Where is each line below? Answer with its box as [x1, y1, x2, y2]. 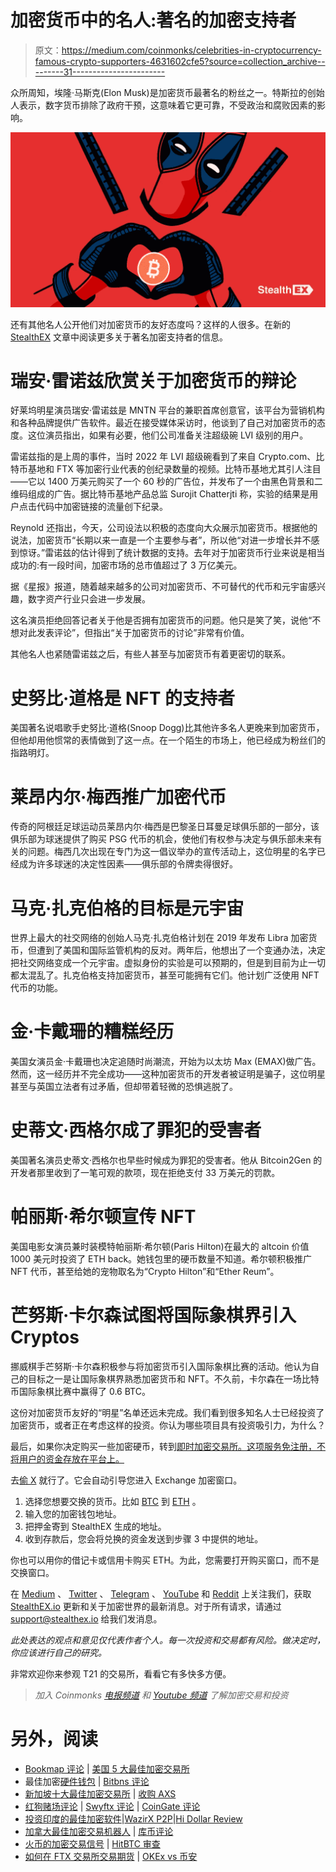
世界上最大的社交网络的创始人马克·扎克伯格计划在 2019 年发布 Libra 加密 [10, 932, 309, 944]
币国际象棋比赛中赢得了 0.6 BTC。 [10, 1386, 151, 1397]
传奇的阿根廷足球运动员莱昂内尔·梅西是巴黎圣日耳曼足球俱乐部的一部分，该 [10, 821, 320, 833]
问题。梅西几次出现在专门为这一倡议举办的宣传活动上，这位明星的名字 [27, 846, 317, 858]
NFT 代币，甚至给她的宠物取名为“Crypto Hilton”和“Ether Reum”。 [10, 1266, 280, 1278]
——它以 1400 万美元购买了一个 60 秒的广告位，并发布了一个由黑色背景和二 [10, 476, 323, 488]
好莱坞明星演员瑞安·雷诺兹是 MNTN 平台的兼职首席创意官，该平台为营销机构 [10, 404, 325, 416]
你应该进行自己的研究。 [10, 1647, 107, 1658]
